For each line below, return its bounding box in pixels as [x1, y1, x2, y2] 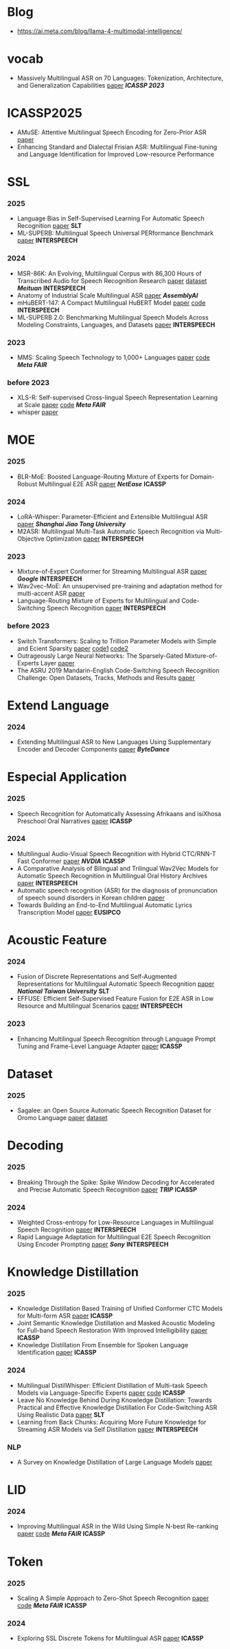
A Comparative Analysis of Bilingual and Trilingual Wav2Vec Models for [16, 864, 218, 872]
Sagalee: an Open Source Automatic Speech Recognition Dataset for [16, 1106, 211, 1114]
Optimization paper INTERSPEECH [45, 535, 144, 543]
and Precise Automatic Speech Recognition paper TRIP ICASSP [16, 1185, 198, 1194]
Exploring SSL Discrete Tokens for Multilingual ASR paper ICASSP [16, 1634, 204, 1643]
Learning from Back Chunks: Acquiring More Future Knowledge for [16, 1418, 207, 1426]
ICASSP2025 [7, 105, 82, 121]
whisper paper [16, 408, 58, 417]
